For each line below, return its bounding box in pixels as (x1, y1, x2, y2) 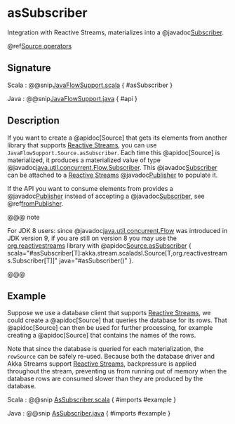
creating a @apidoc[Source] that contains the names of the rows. (7, 331, 196, 340)
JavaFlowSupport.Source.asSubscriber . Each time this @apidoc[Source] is (7, 148, 220, 157)
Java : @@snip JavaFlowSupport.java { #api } (7, 94, 138, 102)
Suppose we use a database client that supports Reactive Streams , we (7, 309, 211, 317)
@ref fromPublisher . (7, 199, 64, 208)
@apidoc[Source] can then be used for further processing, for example (7, 324, 213, 332)
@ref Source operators (7, 41, 72, 50)
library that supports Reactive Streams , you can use (7, 140, 157, 149)
